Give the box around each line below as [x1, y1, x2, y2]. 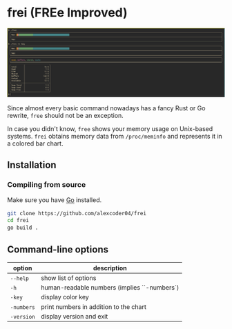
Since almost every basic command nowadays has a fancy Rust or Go [7, 103, 206, 112]
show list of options [41, 274, 97, 282]
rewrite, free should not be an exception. [7, 111, 124, 119]
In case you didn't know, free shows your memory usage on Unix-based [7, 124, 213, 132]
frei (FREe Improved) [7, 5, 128, 21]
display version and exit [41, 312, 108, 320]
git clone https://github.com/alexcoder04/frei [7, 210, 147, 217]
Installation [7, 159, 57, 171]
